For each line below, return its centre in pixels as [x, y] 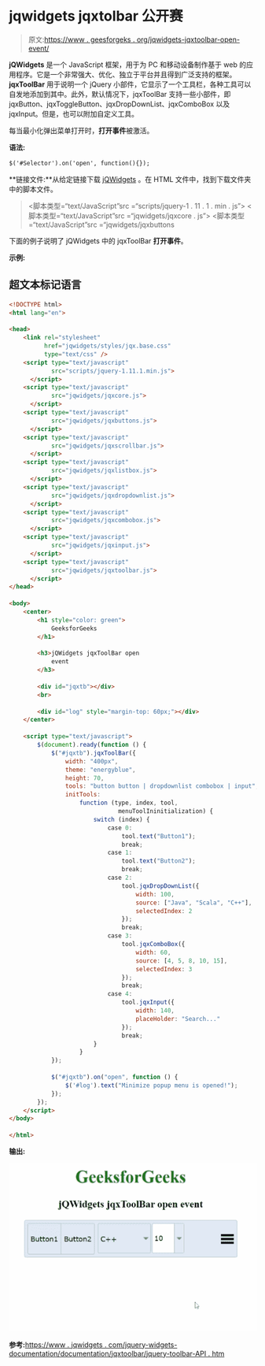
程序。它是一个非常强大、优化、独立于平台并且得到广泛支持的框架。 [126, 74]
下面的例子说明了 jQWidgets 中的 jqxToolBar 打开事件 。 [98, 240]
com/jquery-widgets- [143, 1345]
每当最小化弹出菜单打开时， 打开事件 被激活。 [81, 130]
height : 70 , [85, 778]
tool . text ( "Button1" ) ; [158, 836]
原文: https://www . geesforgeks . [81, 39]
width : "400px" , [92, 761]
